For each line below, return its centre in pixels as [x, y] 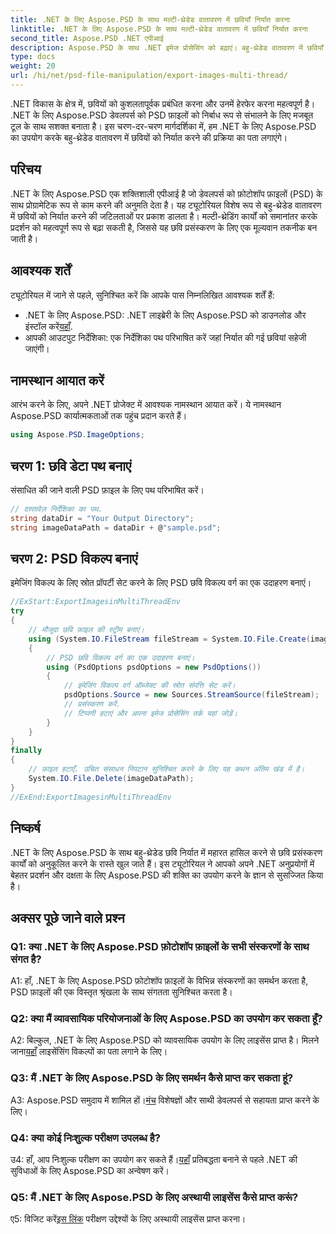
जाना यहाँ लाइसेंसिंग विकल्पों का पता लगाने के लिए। [89, 1052]
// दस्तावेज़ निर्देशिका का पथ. [56, 509]
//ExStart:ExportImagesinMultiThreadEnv [96, 602]
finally [26, 751]
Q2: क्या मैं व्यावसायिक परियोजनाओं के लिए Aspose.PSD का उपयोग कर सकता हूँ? [166, 1019]
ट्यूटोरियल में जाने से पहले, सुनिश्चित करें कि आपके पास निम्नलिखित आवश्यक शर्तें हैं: [142, 295]
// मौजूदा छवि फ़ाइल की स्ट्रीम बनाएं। [86, 630]
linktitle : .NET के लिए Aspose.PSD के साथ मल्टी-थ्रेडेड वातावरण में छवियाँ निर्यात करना [159, 29]
